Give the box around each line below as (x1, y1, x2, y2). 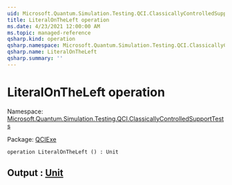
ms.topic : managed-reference (7, 29, 91, 36)
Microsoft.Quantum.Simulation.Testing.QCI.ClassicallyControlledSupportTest (7, 114, 224, 122)
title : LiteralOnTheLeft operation (7, 17, 110, 23)
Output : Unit (7, 167, 64, 179)
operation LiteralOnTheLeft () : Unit (7, 149, 119, 155)
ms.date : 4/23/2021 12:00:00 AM (7, 23, 100, 30)
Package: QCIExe (7, 135, 57, 143)
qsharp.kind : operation (7, 36, 76, 43)
